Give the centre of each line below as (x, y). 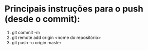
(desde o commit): (42, 19)
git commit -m (26, 32)
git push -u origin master (37, 42)
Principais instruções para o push (74, 9)
